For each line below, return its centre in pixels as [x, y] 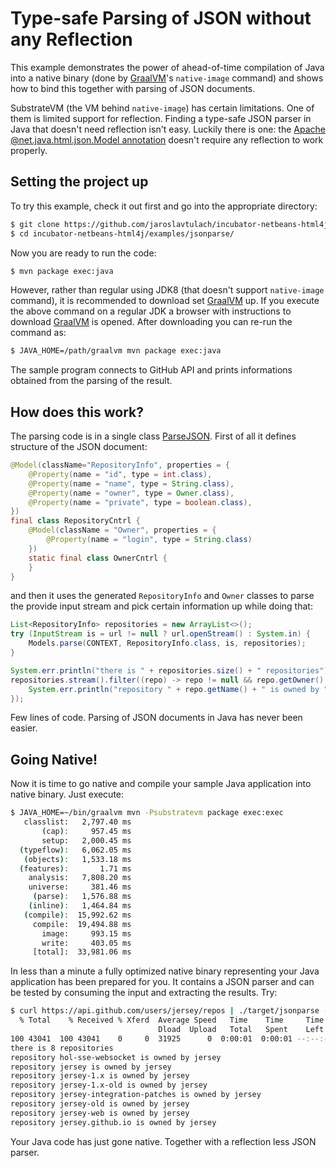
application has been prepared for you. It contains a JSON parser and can [162, 982]
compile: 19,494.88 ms [82, 924]
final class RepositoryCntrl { [75, 521]
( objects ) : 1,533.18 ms [77, 859]
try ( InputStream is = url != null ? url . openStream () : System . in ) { [160, 634]
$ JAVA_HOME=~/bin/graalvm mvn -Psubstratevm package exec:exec [147, 813]
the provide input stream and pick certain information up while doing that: [161, 606]
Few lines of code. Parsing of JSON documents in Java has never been [156, 718]
